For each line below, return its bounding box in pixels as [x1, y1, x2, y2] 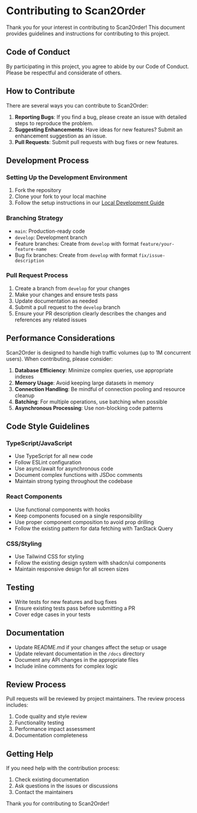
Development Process [6, 155, 90, 165]
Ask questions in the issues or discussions [14, 782, 118, 789]
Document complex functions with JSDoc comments [14, 471, 143, 479]
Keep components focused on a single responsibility [14, 512, 143, 519]
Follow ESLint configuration [14, 459, 81, 466]
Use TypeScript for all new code [14, 453, 93, 460]
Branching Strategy [6, 214, 63, 222]
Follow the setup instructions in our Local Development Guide [14, 199, 165, 206]
